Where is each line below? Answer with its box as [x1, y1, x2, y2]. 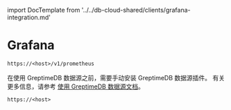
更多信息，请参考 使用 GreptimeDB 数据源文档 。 [7, 82, 144, 91]
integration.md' [7, 13, 51, 21]
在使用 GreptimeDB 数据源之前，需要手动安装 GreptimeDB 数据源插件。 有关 [7, 73, 225, 82]
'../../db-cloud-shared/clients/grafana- [81, 6, 191, 14]
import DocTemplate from [7, 6, 80, 14]
